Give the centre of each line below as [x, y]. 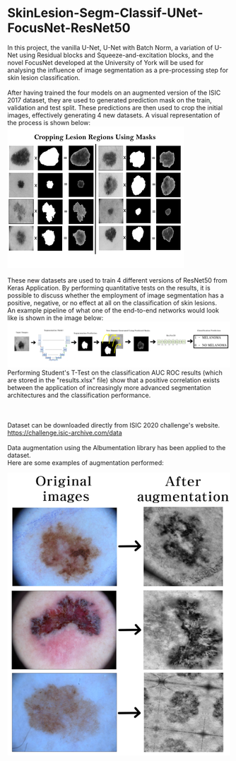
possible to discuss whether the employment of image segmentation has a [116, 295]
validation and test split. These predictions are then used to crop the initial [115, 107]
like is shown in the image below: [55, 318]
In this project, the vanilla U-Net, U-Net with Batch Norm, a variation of [110, 47]
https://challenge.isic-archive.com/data [65, 433]
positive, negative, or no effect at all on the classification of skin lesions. [112, 302]
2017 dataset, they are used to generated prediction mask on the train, [110, 100]
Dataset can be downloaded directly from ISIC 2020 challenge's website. [114, 425]
